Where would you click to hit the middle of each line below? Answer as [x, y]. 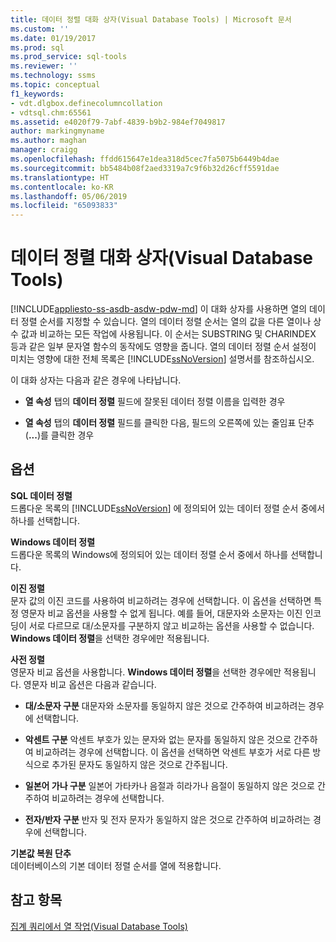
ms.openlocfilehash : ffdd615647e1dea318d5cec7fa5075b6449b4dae [145, 159]
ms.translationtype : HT [60, 177]
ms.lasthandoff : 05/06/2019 [69, 196]
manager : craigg [44, 150]
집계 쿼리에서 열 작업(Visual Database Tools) [99, 926]
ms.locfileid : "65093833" [64, 206]
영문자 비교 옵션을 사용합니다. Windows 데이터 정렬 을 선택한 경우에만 [146, 672]
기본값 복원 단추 [41, 853]
